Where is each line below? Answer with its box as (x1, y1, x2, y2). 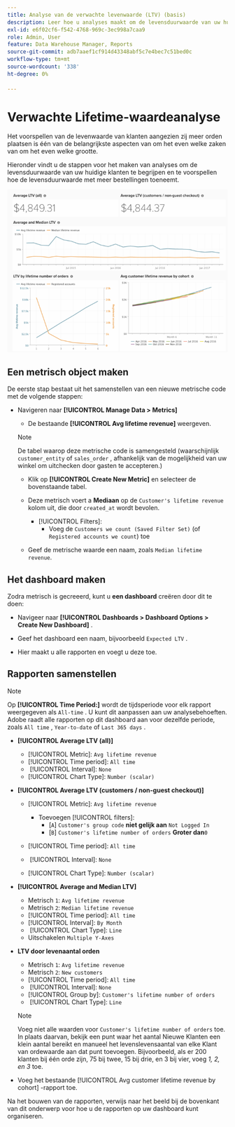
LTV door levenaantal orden (17, 947, 100, 955)
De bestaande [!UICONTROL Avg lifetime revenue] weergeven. (27, 420, 212, 428)
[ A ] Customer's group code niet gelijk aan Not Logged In (48, 820, 210, 829)
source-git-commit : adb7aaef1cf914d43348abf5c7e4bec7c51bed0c (7, 48, 192, 55)
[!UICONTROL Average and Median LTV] (17, 882, 137, 891)
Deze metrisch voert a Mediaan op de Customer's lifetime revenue (27, 496, 224, 505)
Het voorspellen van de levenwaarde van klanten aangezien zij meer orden (7, 132, 222, 140)
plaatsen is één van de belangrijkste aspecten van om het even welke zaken (7, 140, 227, 148)
